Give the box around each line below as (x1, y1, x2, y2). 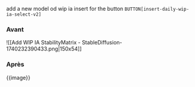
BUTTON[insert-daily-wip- (124, 6, 190, 12)
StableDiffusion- (82, 39, 122, 46)
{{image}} (6, 74, 31, 81)
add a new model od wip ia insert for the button (6, 5, 124, 12)
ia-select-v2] (6, 11, 42, 17)
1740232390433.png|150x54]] (6, 45, 82, 53)
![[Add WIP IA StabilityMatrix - (6, 39, 81, 46)
